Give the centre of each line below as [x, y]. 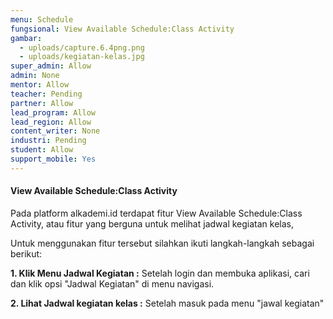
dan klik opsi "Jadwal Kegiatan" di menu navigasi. [112, 283]
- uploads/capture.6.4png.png [82, 47]
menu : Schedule [42, 19]
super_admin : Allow [51, 66]
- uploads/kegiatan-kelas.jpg [82, 57]
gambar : [26, 38]
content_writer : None [55, 131]
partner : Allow [42, 103]
